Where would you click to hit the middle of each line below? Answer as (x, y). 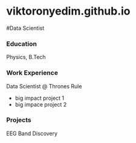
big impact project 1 (40, 98)
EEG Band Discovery (32, 133)
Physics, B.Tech (26, 57)
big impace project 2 (41, 104)
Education (22, 44)
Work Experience (32, 73)
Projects (19, 120)
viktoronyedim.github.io (69, 11)
